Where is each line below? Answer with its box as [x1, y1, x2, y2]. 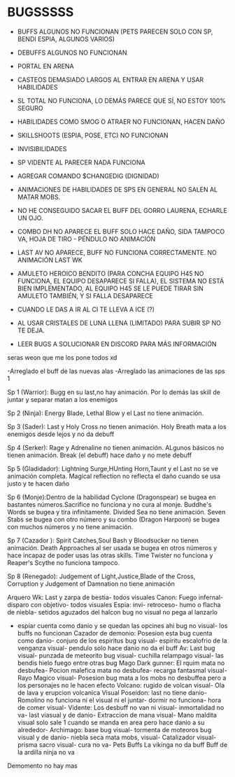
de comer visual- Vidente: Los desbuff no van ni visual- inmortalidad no [17, 703, 225, 711]
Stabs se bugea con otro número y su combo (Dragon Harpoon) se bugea [7, 515, 220, 524]
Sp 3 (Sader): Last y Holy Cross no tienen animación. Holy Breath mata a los [7, 422, 227, 430]
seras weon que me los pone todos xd [7, 353, 117, 361]
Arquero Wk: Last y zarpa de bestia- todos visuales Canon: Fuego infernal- [7, 593, 224, 601]
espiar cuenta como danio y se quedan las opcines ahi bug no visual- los [17, 621, 228, 630]
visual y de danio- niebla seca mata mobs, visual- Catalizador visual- [17, 733, 217, 741]
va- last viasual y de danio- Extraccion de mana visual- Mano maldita [17, 710, 217, 719]
